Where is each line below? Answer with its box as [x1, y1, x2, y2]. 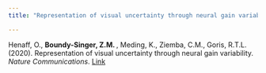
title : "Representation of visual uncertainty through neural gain [8, 11, 236, 20]
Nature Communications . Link [8, 57, 106, 66]
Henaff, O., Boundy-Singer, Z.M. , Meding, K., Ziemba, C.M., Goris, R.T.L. [8, 40, 247, 49]
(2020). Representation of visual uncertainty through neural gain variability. [8, 48, 254, 57]
